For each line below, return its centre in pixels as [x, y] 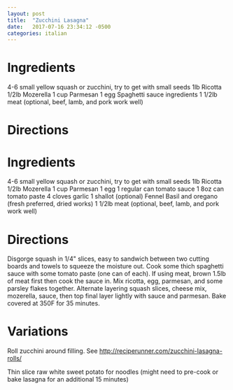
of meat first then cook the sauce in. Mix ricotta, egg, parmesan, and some [115, 281]
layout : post [26, 14]
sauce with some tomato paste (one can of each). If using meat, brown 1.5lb [116, 274]
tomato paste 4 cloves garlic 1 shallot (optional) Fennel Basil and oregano [113, 196]
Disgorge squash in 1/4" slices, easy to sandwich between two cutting [108, 259]
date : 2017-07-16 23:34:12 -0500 [59, 27]
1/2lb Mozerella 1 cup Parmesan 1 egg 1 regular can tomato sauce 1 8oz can [116, 189]
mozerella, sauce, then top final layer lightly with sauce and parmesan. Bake [117, 296]
